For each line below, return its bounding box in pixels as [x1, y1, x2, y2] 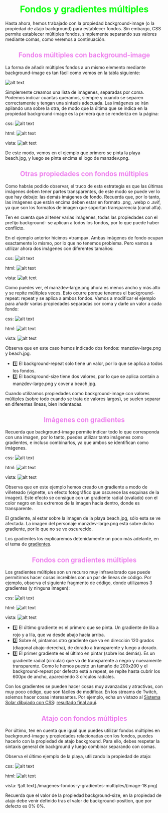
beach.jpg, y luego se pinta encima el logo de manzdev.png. [5, 155, 130, 161]
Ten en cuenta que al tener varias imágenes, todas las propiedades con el [5, 214, 158, 220]
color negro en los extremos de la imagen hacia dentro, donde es [5, 500, 140, 506]
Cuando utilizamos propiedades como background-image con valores [5, 390, 150, 396]
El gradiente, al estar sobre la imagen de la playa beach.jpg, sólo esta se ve [5, 515, 161, 521]
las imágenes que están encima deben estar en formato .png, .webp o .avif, [5, 199, 161, 205]
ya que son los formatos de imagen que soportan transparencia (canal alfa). [5, 204, 162, 210]
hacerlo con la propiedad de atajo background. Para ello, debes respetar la [5, 738, 160, 744]
